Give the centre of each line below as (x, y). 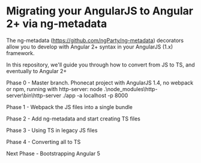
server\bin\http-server (34, 95)
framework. (20, 53)
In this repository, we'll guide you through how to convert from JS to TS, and (100, 65)
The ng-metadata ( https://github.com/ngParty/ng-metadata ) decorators (95, 40)
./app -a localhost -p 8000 (95, 95)
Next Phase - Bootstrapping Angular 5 (53, 153)
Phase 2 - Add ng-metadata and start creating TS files (73, 119)
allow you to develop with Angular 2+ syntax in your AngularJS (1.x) (90, 47)
